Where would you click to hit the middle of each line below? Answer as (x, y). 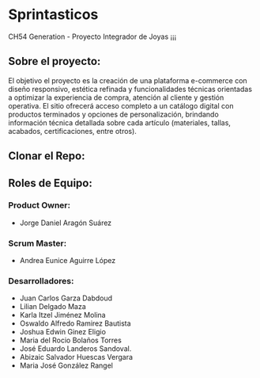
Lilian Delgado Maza (53, 307)
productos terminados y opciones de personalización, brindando (113, 114)
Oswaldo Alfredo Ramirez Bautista (75, 323)
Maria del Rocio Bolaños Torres (71, 340)
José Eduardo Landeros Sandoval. (75, 349)
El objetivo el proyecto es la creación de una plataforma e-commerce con (128, 80)
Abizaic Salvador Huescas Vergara (76, 357)
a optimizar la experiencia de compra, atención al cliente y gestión (116, 97)
